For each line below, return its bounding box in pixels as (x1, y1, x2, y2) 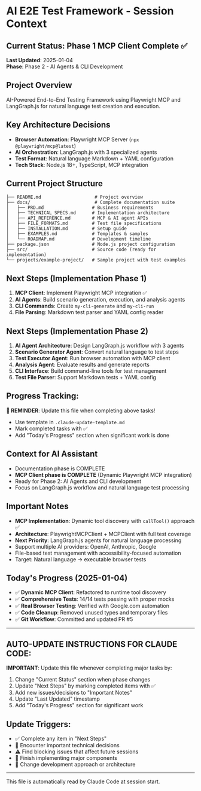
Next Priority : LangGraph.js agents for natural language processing (14, 537, 182, 544)
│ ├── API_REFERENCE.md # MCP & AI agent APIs (6, 215, 148, 221)
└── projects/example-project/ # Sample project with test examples (6, 257, 186, 263)
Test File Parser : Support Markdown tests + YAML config (14, 374, 157, 381)
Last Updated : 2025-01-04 (6, 57, 73, 63)
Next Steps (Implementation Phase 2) (6, 326, 148, 336)
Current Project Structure (6, 178, 103, 189)
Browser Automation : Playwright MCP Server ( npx (14, 136, 139, 143)
